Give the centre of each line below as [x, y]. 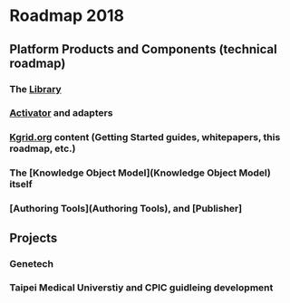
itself [21, 185]
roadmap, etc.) [43, 148]
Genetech [32, 263]
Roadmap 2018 [67, 16]
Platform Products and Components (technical [144, 49]
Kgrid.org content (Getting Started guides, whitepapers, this [145, 137]
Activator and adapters [61, 113]
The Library [35, 89]
